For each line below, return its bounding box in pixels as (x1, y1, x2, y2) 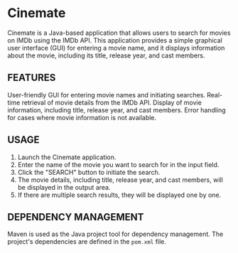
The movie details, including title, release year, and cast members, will (17, 176, 224, 184)
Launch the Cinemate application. (17, 153, 117, 161)
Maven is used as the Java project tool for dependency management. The (7, 230, 224, 239)
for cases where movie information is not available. (7, 113, 157, 122)
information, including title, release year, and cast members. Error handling (7, 105, 226, 114)
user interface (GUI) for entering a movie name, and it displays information (7, 43, 225, 52)
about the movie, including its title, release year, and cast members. (7, 51, 205, 60)
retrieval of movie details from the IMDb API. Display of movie (21, 98, 202, 107)
